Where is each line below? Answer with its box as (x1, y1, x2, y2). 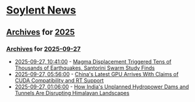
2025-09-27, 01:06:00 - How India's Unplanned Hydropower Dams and (14, 83, 189, 90)
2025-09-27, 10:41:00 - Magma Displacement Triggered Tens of (14, 58, 172, 65)
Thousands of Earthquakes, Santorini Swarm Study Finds (14, 64, 155, 71)
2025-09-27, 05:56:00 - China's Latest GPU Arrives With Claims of (14, 70, 179, 77)
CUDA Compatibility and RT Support (14, 77, 104, 84)
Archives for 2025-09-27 (6, 45, 81, 53)
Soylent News (6, 4, 76, 17)
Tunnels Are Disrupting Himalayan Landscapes (14, 89, 130, 96)
